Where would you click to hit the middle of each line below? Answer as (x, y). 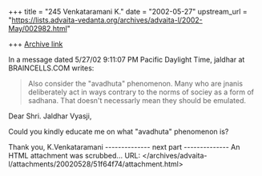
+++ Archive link (36, 44)
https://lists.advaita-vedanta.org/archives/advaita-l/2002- (107, 20)
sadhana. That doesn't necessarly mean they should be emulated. (137, 100)
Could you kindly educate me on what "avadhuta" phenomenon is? (119, 132)
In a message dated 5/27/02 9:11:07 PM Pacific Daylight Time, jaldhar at (127, 60)
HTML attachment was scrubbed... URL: (75, 156)
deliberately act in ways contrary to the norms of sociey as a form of (141, 92)
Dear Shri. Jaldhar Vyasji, (50, 116)
